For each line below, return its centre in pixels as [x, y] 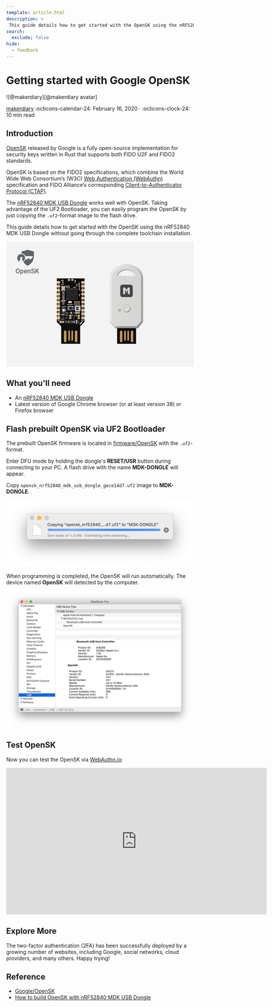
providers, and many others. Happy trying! [58, 958]
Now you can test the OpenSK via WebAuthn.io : [65, 759]
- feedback [25, 51]
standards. [19, 160]
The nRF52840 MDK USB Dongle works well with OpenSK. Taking [87, 202]
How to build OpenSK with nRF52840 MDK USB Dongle [83, 997]
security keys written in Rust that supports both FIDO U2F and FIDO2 [91, 154]
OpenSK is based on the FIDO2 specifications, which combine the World [95, 172]
